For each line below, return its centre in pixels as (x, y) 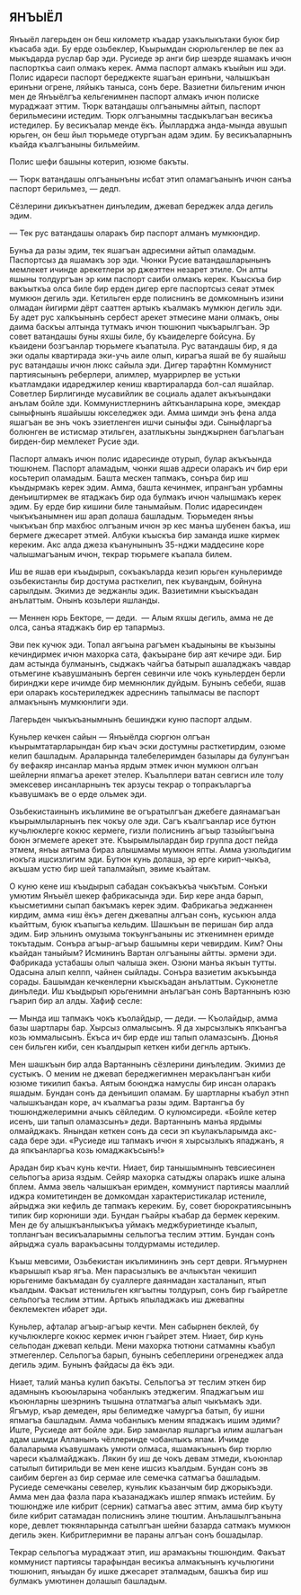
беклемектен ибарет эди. (58, 1308)
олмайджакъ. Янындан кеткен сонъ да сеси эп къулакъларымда (134, 1130)
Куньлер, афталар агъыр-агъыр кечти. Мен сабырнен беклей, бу (134, 1326)
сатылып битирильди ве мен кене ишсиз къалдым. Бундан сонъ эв (138, 1467)
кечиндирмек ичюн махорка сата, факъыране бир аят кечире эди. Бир (146, 654)
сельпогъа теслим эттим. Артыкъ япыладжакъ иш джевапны (127, 1299)
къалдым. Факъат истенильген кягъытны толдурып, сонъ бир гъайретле (149, 1289)
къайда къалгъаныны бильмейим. (75, 144)
